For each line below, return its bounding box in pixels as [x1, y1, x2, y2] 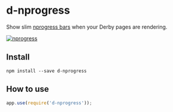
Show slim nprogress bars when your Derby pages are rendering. [6, 23, 168, 30]
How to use [6, 84, 49, 94]
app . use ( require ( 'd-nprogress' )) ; [6, 99, 93, 106]
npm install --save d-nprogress [6, 68, 87, 74]
